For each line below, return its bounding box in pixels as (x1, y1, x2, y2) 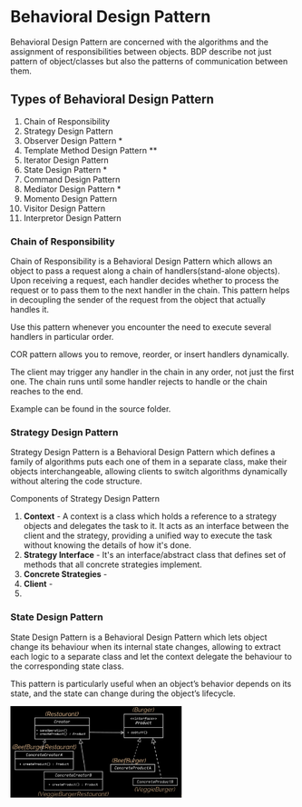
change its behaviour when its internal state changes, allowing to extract (10, 641, 281, 652)
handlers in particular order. (10, 332, 114, 343)
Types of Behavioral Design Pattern (10, 92, 214, 107)
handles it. (10, 304, 49, 315)
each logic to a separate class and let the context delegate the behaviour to (10, 651, 293, 662)
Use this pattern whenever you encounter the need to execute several (10, 322, 271, 333)
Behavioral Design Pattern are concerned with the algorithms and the (10, 36, 268, 47)
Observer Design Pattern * (23, 134, 123, 146)
